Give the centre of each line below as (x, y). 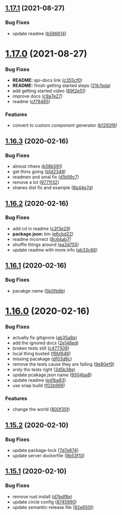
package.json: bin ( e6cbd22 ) (43, 234)
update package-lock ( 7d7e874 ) (45, 450)
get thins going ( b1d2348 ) (39, 172)
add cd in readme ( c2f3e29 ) (41, 228)
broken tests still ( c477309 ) (41, 348)
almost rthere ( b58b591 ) (37, 166)
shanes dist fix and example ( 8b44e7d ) (53, 188)
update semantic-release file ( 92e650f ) (53, 507)
